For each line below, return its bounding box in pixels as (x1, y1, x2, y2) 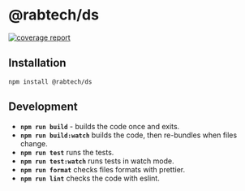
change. (19, 138, 48, 148)
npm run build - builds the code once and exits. (19, 121, 180, 131)
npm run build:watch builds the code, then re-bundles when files (19, 130, 238, 140)
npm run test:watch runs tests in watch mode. (19, 156, 174, 166)
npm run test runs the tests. (19, 147, 114, 157)
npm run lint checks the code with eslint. (19, 173, 160, 183)
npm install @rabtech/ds (8, 77, 92, 86)
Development (8, 100, 79, 114)
